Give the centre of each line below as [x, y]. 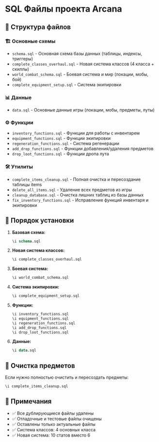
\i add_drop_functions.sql [39, 327]
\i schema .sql [26, 241]
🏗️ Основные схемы [30, 41]
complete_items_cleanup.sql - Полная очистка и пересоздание [76, 179]
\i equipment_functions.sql [40, 318]
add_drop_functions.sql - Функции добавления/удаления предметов [83, 149]
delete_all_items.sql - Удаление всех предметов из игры [72, 190]
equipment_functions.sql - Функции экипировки [61, 138]
